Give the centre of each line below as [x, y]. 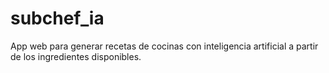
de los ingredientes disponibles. [76, 56]
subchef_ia [57, 18]
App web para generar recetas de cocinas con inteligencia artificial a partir [164, 46]
